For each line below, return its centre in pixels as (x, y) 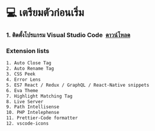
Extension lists (28, 51)
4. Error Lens (24, 80)
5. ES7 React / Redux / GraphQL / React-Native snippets (78, 85)
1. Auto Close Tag (29, 63)
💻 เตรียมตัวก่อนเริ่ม (45, 13)
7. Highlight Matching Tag (39, 96)
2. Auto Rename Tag (30, 69)
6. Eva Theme (22, 90)
